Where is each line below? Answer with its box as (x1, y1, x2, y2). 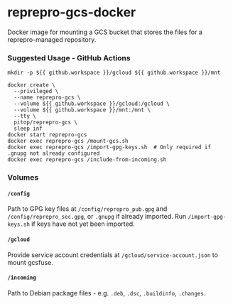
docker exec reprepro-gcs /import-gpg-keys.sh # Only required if (7, 143, 212, 151)
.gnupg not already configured (7, 150, 100, 157)
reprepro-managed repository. (7, 35, 97, 43)
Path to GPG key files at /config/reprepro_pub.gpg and (7, 205, 168, 213)
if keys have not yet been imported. (31, 219, 135, 228)
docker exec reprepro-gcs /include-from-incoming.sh (7, 156, 167, 163)
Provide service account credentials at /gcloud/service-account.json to (7, 250, 219, 259)
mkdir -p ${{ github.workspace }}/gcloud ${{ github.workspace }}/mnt (7, 69, 221, 77)
